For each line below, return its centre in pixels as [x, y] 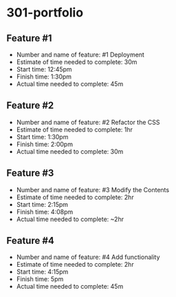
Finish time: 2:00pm [45, 144]
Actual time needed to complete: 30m [70, 151]
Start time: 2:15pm [42, 204]
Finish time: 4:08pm [45, 212]
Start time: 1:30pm [42, 136]
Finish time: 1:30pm [44, 76]
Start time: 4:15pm [42, 272]
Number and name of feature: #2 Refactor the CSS [88, 122]
